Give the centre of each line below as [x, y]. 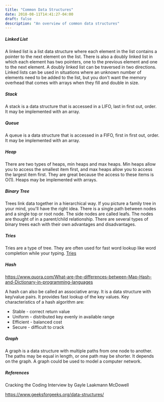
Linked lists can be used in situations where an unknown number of [73, 72]
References [17, 373]
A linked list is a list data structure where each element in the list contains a [81, 52]
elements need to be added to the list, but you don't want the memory [76, 78]
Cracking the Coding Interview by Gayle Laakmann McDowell [67, 385]
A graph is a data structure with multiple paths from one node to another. [79, 351]
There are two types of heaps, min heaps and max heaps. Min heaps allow [81, 164]
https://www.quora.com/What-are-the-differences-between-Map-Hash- [79, 277]
